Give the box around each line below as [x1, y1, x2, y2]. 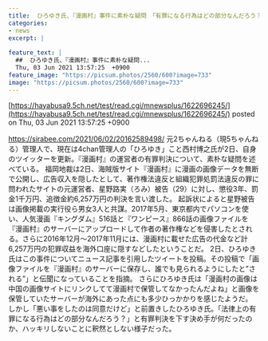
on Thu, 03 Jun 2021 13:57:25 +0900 [8, 117, 130, 127]
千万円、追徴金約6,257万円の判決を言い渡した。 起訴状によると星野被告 [18, 193, 255, 204]
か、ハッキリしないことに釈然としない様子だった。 [8, 323, 176, 333]
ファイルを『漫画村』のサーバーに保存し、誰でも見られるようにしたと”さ [14, 264, 257, 273]
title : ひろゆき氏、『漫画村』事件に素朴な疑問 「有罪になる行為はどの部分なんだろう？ [8, 11, 262, 20]
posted [231, 109, 255, 118]
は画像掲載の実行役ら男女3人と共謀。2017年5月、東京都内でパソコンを [8, 204, 242, 213]
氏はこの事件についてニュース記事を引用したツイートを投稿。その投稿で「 [8, 253, 253, 264]
